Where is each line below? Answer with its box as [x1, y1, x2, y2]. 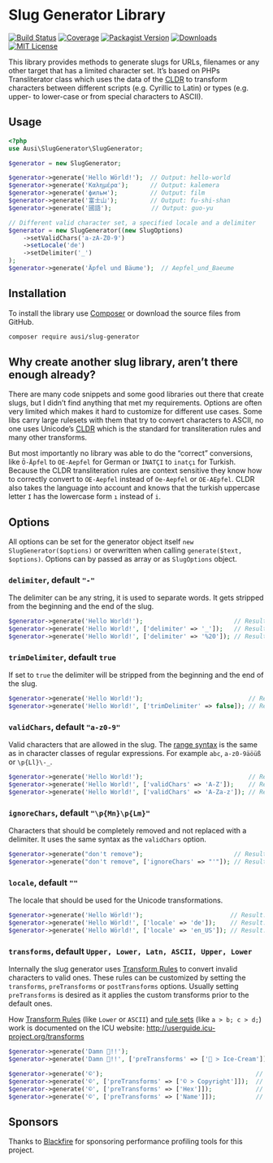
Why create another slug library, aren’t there [8, 355, 238, 369]
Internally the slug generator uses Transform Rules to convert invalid [8, 964, 238, 974]
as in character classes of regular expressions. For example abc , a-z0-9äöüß [8, 749, 262, 759]
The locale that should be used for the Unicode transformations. [8, 895, 223, 905]
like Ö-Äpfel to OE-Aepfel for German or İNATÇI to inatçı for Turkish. [8, 457, 236, 467]
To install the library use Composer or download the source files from [8, 308, 241, 318]
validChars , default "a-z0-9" [8, 722, 121, 733]
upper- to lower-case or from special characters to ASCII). [8, 91, 203, 101]
